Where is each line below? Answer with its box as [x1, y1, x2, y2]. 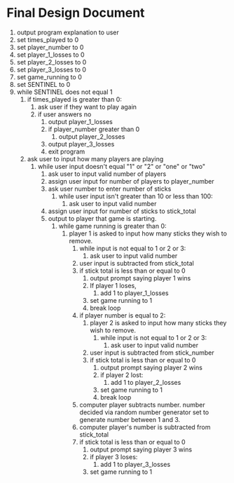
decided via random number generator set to [79, 408, 209, 416]
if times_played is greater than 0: [27, 95, 122, 103]
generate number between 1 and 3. [79, 415, 181, 423]
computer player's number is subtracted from [79, 423, 211, 431]
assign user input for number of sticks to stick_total [48, 207, 197, 215]
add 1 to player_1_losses [100, 289, 169, 297]
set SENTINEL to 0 [16, 80, 71, 88]
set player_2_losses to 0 [16, 57, 87, 66]
